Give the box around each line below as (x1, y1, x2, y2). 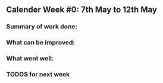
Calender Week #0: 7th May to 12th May (6, 5, 158, 15)
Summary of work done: (6, 23, 78, 31)
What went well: (6, 55, 54, 63)
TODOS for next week (6, 71, 70, 79)
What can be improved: (6, 39, 76, 47)
